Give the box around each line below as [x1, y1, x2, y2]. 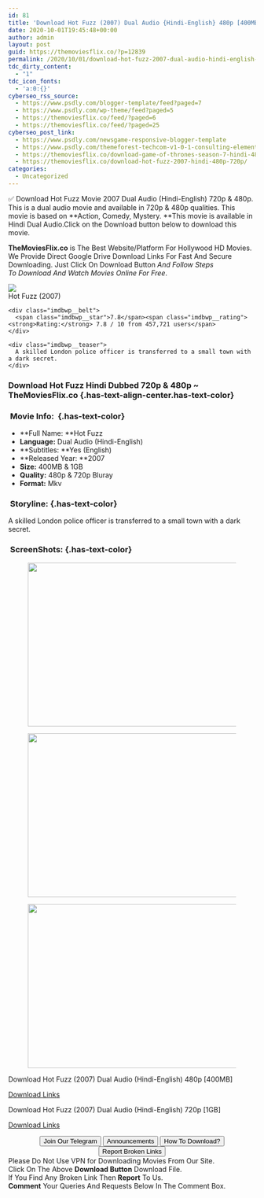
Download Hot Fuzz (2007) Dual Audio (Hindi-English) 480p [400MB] [8, 1075, 233, 1084]
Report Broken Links [101, 1147, 163, 1156]
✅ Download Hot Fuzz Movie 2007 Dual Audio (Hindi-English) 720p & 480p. [8, 194, 254, 203]
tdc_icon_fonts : [8, 77, 61, 85]
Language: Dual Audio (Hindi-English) [19, 437, 144, 447]
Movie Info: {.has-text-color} [9, 411, 126, 422]
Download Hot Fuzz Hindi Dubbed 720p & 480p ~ [8, 379, 199, 390]
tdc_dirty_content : [8, 63, 72, 71]
